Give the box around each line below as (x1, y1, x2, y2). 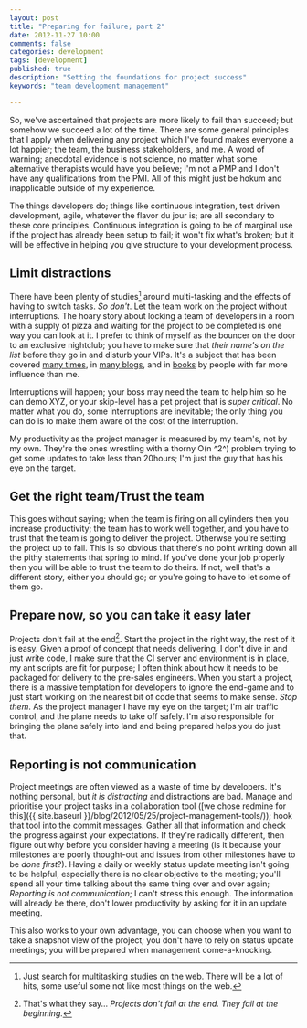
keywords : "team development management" (9, 81, 170, 90)
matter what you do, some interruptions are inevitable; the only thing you (9, 406, 283, 417)
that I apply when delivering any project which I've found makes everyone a (9, 133, 294, 144)
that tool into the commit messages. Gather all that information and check (9, 820, 286, 832)
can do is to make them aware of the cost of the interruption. (9, 416, 238, 427)
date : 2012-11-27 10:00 (9, 30, 101, 39)
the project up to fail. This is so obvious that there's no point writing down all (9, 542, 298, 553)
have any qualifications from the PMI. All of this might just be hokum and (9, 173, 282, 184)
